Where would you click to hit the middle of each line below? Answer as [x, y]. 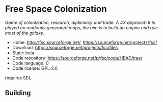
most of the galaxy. [25, 33]
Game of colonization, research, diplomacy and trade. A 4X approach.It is [80, 22]
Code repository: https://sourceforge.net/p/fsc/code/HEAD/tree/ [77, 58]
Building [18, 93]
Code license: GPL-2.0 [35, 68]
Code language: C [30, 63]
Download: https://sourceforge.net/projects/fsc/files [65, 47]
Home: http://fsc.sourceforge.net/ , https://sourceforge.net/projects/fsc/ [84, 42]
